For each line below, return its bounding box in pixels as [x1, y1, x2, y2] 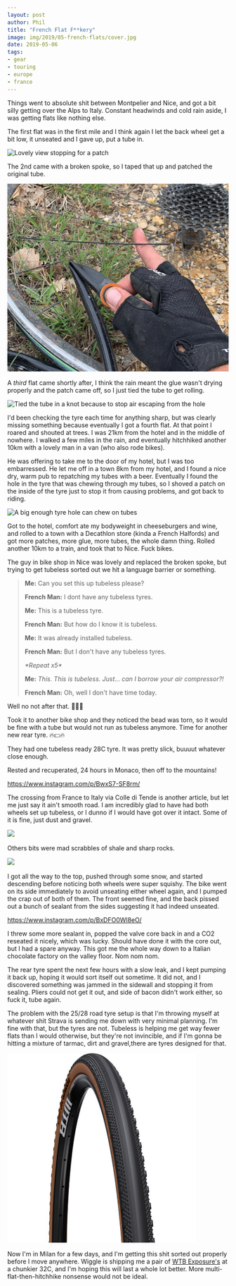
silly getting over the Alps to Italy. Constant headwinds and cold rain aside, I [7, 106, 227, 114]
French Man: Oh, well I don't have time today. [24, 688, 157, 697]
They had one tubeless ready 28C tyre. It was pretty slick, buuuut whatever [7, 745, 226, 754]
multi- [205, 1265, 223, 1273]
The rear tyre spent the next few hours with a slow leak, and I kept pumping [7, 966, 226, 974]
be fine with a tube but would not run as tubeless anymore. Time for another [7, 723, 228, 732]
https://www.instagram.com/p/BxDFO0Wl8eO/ [7, 916, 142, 924]
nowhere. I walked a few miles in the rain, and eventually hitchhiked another [7, 436, 227, 444]
